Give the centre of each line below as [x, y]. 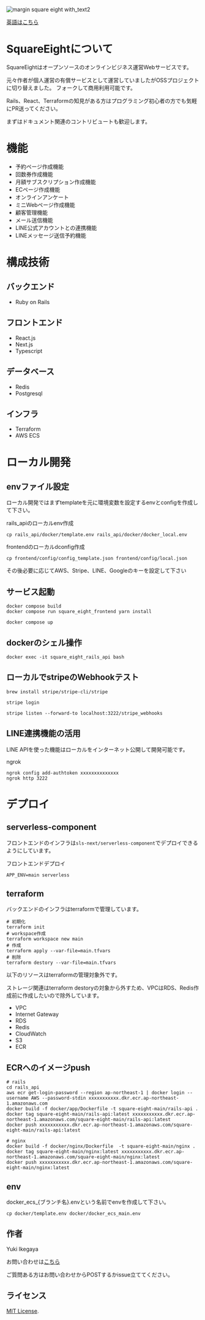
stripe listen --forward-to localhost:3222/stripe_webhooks [85, 713]
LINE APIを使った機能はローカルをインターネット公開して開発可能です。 [97, 749]
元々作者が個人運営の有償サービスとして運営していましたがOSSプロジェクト [103, 80]
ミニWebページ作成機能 [45, 204]
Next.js [24, 344]
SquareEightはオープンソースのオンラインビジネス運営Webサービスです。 [99, 67]
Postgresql [29, 393]
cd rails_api [23, 1087]
